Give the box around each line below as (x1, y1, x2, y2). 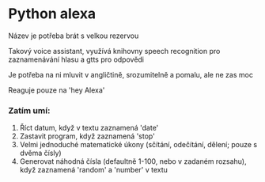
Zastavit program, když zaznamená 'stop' (19, 131, 156, 141)
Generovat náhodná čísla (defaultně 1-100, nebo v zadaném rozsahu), (19, 157, 247, 166)
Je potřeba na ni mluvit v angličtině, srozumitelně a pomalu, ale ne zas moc (8, 70, 253, 79)
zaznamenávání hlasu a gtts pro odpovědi (8, 55, 145, 64)
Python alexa (8, 5, 97, 23)
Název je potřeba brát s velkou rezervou (8, 31, 139, 40)
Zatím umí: (8, 104, 51, 116)
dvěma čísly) (19, 148, 62, 158)
